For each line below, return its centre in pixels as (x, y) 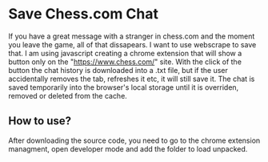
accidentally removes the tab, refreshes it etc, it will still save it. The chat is (132, 79)
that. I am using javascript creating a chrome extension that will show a (125, 53)
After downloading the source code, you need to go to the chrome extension (134, 140)
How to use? (40, 121)
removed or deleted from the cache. (68, 95)
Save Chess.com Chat (83, 14)
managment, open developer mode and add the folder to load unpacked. (128, 148)
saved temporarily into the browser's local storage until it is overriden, (124, 87)
